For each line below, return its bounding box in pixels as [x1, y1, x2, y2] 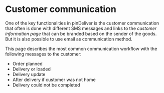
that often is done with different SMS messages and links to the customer [5, 25, 157, 31]
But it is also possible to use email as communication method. [5, 36, 133, 42]
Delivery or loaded [12, 66, 51, 72]
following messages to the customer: [5, 51, 82, 57]
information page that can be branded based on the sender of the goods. [5, 30, 157, 36]
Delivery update [12, 71, 46, 77]
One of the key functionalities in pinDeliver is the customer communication [5, 20, 159, 26]
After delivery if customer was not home [12, 76, 96, 82]
